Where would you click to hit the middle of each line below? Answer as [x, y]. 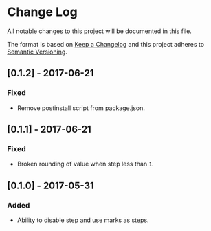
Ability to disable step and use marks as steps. [83, 220]
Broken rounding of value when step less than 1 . [85, 164]
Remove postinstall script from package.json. [81, 108]
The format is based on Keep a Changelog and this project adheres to [106, 44]
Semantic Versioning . [37, 52]
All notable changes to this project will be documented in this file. [100, 31]
